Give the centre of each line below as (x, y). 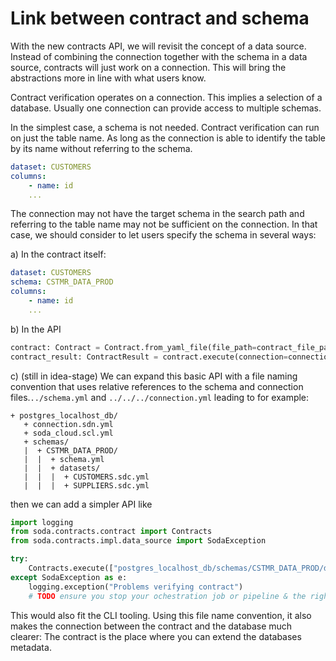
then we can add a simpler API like (81, 504)
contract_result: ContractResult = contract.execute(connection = (149, 357)
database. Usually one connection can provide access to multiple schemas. (166, 108)
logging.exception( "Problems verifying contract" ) (136, 587)
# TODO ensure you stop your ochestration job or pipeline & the (167, 596)
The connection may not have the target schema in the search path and (157, 214)
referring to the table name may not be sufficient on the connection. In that (164, 224)
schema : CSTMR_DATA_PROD (62, 282)
